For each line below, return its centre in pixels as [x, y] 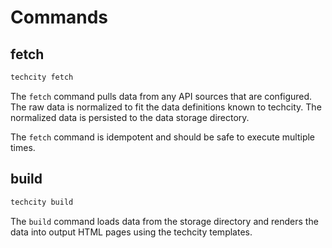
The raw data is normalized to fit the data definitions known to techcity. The [166, 107]
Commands [59, 17]
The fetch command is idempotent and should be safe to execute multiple [163, 137]
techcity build [42, 202]
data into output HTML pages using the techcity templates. [131, 232]
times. [23, 147]
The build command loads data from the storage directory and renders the [164, 221]
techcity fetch [42, 77]
